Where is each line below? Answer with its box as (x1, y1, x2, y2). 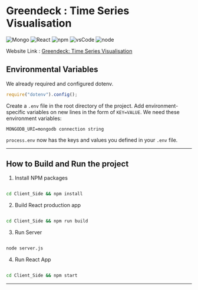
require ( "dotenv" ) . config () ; (6, 91, 78, 98)
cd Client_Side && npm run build (6, 218, 88, 224)
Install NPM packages (14, 175, 68, 182)
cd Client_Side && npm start (6, 272, 78, 279)
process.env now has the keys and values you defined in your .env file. (6, 136, 178, 144)
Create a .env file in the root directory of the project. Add (6, 102, 144, 109)
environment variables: (6, 115, 62, 122)
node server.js (6, 245, 44, 251)
